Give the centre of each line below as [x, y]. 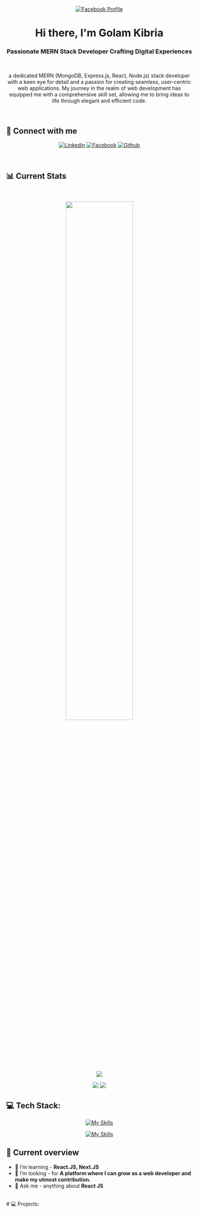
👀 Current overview [43, 1153]
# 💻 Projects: [23, 1204]
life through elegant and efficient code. [99, 101]
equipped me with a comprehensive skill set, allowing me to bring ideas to [99, 95]
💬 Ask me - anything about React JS [59, 1186]
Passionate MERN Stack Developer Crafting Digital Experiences [99, 51]
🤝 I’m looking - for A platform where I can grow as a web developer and [103, 1173]
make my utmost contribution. [53, 1179]
